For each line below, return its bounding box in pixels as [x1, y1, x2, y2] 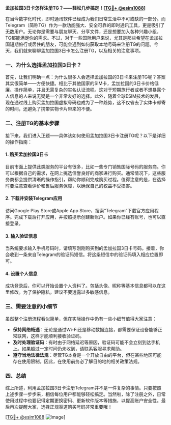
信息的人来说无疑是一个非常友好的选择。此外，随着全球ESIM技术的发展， [9, 93, 163, 99]
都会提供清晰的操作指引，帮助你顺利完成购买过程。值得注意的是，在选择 [14, 176, 166, 182]
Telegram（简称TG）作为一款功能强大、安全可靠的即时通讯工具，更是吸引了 [5, 22, 165, 28]
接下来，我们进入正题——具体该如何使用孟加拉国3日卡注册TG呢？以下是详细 [5, 132, 166, 138]
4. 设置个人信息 [5, 270, 38, 276]
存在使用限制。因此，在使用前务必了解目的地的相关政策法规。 [12, 358, 142, 364]
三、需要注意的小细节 [5, 303, 58, 310]
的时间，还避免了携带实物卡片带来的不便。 [5, 106, 95, 112]
